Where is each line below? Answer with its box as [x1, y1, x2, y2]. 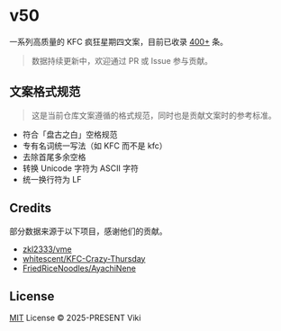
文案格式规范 [9, 85, 81, 100]
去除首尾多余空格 [22, 151, 86, 162]
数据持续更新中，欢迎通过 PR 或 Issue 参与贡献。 [31, 55, 213, 66]
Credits [9, 201, 52, 216]
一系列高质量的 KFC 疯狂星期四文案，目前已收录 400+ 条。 [9, 36, 228, 47]
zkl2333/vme [22, 244, 72, 255]
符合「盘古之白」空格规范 [22, 129, 118, 139]
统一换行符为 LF [22, 174, 82, 184]
